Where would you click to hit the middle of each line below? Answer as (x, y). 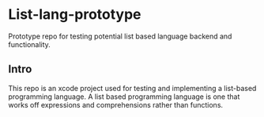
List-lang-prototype (75, 15)
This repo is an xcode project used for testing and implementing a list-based (132, 88)
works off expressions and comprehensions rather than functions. (116, 104)
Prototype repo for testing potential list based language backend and (120, 36)
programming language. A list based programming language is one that (124, 97)
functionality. (30, 44)
